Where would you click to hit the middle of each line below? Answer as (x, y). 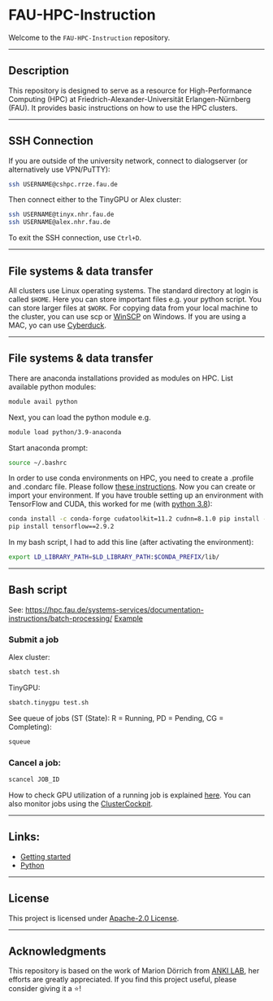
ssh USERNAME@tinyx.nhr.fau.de (61, 215)
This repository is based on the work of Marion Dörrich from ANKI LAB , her (134, 971)
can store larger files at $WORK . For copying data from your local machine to (133, 308)
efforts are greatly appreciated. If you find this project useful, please (123, 980)
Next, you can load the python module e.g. (80, 417)
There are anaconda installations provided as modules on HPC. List (121, 378)
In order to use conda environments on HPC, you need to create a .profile (131, 478)
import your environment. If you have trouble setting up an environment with (136, 495)
